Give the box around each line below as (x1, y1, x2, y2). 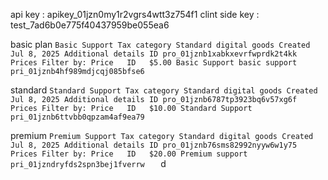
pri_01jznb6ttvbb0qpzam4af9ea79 (10, 112, 145, 122)
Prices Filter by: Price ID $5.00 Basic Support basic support (10, 58, 298, 68)
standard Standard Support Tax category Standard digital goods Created (10, 84, 318, 96)
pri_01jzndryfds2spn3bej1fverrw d (10, 158, 167, 169)
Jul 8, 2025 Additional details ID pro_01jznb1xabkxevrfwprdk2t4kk (10, 49, 298, 59)
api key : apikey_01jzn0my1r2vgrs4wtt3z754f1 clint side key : (10, 9, 260, 20)
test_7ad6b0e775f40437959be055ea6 (10, 19, 170, 31)
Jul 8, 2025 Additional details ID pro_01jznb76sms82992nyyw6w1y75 (10, 140, 298, 150)
